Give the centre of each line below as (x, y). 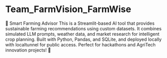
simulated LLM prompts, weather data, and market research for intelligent (82, 34)
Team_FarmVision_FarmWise (68, 9)
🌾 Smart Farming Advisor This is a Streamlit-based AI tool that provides (80, 23)
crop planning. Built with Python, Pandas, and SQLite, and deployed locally (83, 39)
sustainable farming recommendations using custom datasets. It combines (83, 28)
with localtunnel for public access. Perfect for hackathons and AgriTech (81, 44)
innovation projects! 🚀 (28, 50)
